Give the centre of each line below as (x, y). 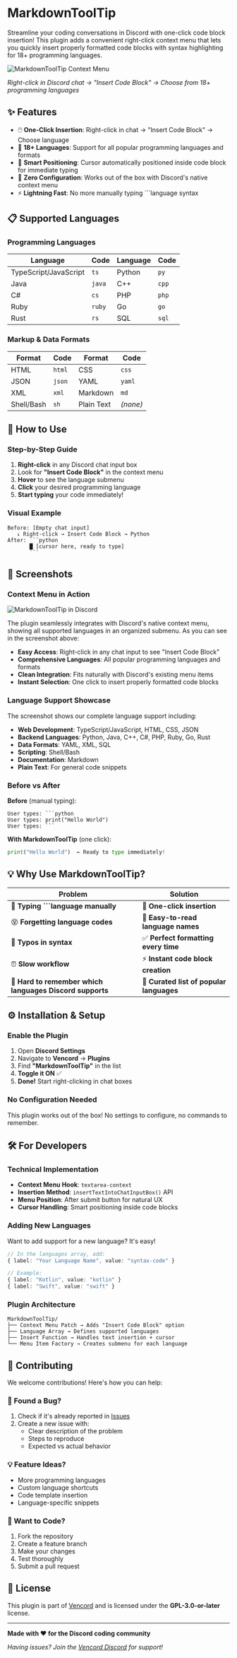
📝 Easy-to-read (170, 917)
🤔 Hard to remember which (57, 982)
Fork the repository (45, 1536)
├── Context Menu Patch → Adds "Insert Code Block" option (96, 1325)
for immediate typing (48, 170)
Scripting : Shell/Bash (48, 752)
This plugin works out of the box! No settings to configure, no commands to (117, 1115)
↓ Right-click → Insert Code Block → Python (83, 534)
